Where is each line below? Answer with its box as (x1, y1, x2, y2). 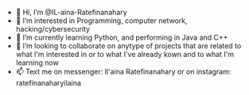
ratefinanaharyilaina (15, 78, 82, 87)
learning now (15, 58, 60, 67)
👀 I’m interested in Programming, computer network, (15, 16, 188, 25)
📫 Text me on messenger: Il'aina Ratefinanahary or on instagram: (15, 67, 231, 76)
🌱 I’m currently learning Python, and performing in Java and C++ (15, 32, 228, 42)
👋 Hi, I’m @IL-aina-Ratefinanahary (15, 8, 127, 17)
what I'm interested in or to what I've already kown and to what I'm (15, 50, 235, 59)
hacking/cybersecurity (15, 25, 90, 33)
